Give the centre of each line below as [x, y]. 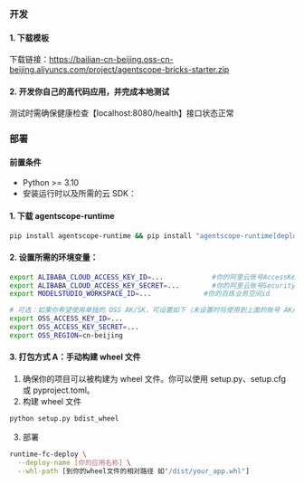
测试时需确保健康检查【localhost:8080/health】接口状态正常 [122, 113]
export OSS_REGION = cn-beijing [66, 335]
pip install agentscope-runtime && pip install [101, 236]
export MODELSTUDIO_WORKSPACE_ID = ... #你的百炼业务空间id [140, 294]
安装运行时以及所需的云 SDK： [80, 194]
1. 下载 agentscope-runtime [62, 216]
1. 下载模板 [29, 37]
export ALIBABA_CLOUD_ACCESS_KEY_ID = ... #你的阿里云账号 [137, 277]
